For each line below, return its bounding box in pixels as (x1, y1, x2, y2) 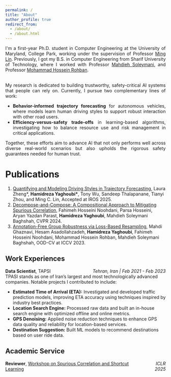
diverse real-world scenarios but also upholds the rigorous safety (5, 145, 166, 151)
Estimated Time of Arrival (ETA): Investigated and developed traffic (12, 289, 156, 295)
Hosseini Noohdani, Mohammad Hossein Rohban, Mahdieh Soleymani (12, 234, 159, 240)
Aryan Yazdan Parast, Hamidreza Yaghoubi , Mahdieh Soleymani (12, 212, 148, 218)
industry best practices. (12, 299, 63, 306)
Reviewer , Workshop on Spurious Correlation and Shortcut (5, 360, 129, 366)
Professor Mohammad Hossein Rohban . (5, 67, 89, 73)
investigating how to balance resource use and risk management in (12, 124, 166, 131)
